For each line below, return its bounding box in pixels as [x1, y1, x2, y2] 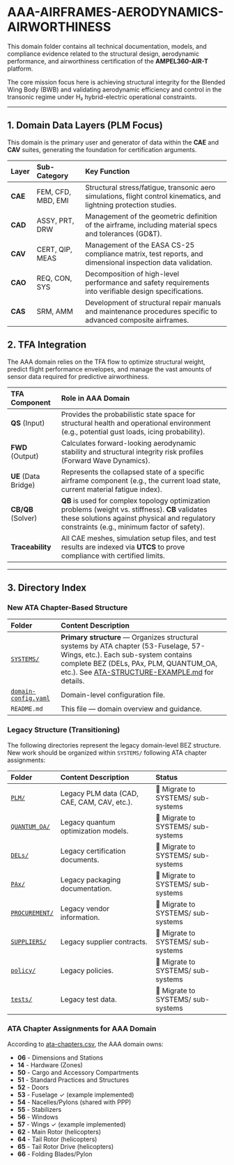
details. [61, 676, 85, 686]
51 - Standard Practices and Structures [17, 1076, 130, 1084]
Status [155, 772, 178, 782]
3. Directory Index [7, 581, 87, 593]
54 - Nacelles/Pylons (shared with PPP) [17, 1097, 132, 1106]
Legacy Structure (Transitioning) [7, 725, 120, 735]
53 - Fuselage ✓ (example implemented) [17, 1090, 134, 1099]
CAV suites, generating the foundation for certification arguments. [7, 145, 197, 154]
